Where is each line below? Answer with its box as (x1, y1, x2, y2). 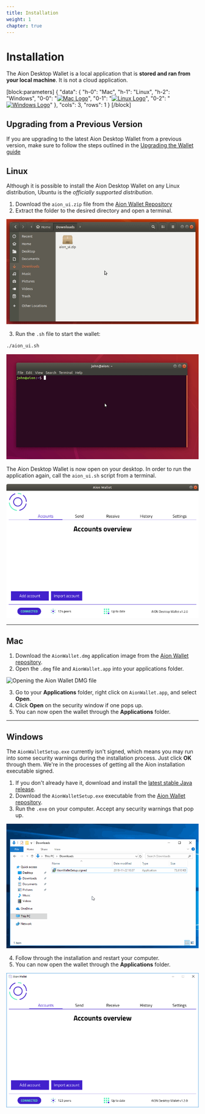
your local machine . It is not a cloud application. (6, 76, 128, 84)
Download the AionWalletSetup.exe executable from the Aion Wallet (15, 792, 186, 799)
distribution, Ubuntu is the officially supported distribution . (6, 188, 154, 195)
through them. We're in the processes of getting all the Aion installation (6, 760, 185, 768)
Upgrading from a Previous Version (6, 119, 143, 129)
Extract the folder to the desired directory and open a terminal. (15, 206, 173, 214)
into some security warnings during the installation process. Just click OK (6, 754, 192, 762)
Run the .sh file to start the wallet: (15, 330, 101, 337)
